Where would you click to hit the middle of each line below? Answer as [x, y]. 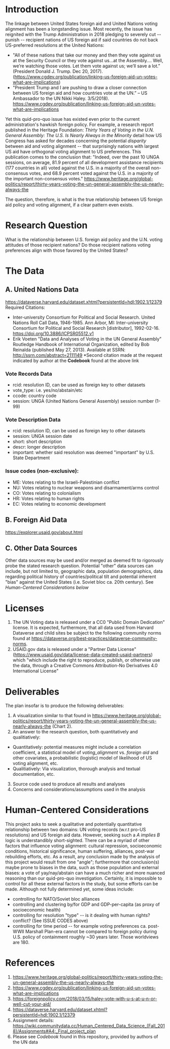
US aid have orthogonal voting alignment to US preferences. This [73, 151]
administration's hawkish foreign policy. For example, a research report [79, 124]
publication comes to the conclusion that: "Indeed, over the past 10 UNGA [82, 157]
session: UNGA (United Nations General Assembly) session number [83, 401]
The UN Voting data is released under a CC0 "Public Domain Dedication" [89, 622]
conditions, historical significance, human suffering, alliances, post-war [80, 851]
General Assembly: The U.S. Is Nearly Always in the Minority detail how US [84, 135]
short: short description [37, 441]
